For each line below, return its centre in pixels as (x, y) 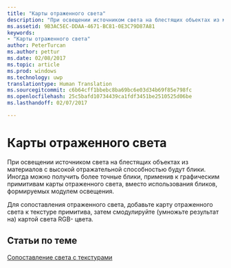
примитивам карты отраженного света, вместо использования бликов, (112, 183)
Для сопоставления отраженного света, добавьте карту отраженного (110, 204)
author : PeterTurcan (37, 45)
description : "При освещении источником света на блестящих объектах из (113, 20)
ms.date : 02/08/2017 (37, 58)
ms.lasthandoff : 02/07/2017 (47, 103)
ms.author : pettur (33, 52)
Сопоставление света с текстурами (60, 257)
